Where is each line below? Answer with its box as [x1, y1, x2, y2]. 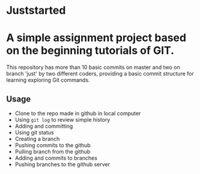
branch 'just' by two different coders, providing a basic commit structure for [6, 70, 194, 77]
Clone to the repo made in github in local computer [14, 109, 141, 117]
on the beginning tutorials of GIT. [6, 44, 175, 58]
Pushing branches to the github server [14, 160, 111, 168]
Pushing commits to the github [14, 142, 91, 149]
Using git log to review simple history [14, 116, 111, 123]
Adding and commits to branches [14, 154, 98, 161]
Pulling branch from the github [14, 148, 91, 155]
